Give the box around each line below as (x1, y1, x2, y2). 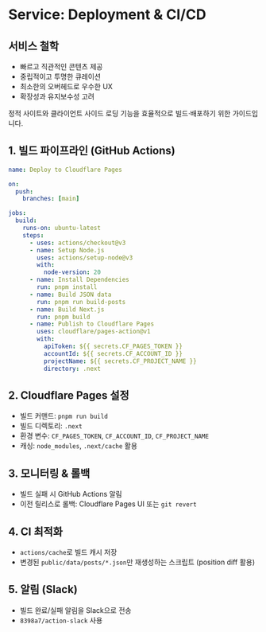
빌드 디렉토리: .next (19, 421, 83, 431)
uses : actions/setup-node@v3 (37, 253, 133, 262)
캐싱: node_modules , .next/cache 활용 (19, 441, 137, 451)
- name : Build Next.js (29, 305, 105, 314)
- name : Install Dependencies (29, 276, 129, 284)
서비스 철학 (8, 39, 60, 53)
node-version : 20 (43, 268, 102, 276)
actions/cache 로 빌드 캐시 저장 (19, 548, 118, 556)
